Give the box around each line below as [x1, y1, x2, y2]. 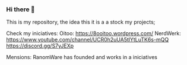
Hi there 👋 [6, 5, 36, 13]
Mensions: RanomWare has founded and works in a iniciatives [6, 54, 157, 61]
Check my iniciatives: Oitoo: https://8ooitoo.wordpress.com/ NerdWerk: [6, 30, 181, 37]
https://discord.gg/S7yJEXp [6, 42, 74, 49]
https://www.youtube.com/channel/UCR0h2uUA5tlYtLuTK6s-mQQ [6, 36, 169, 43]
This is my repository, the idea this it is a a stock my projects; [6, 19, 156, 26]
